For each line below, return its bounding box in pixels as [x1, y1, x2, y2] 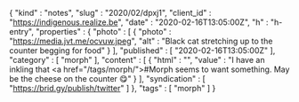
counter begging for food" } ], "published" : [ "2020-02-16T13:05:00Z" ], [9, 45, 276, 56]
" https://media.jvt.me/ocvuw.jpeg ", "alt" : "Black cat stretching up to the [9, 35, 273, 46]
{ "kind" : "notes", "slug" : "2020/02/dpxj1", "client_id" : [9, 8, 212, 18]
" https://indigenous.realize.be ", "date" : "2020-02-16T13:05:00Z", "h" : [9, 17, 269, 27]
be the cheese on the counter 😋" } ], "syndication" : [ [9, 74, 206, 83]
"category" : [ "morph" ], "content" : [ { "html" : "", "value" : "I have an [9, 55, 265, 65]
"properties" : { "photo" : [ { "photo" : [35, 27, 172, 36]
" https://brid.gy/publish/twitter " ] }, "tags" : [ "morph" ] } [9, 83, 216, 93]
